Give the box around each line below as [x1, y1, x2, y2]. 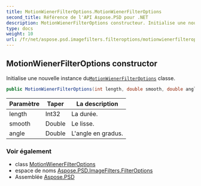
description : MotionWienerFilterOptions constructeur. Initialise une [6, 20, 186, 26]
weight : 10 [6, 31, 33, 37]
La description [76, 99, 118, 108]
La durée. [71, 109, 98, 118]
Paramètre [9, 99, 40, 108]
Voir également [6, 147, 52, 155]
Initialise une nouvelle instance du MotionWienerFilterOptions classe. [6, 74, 175, 81]
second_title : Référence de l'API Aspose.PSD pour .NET [6, 14, 148, 20]
